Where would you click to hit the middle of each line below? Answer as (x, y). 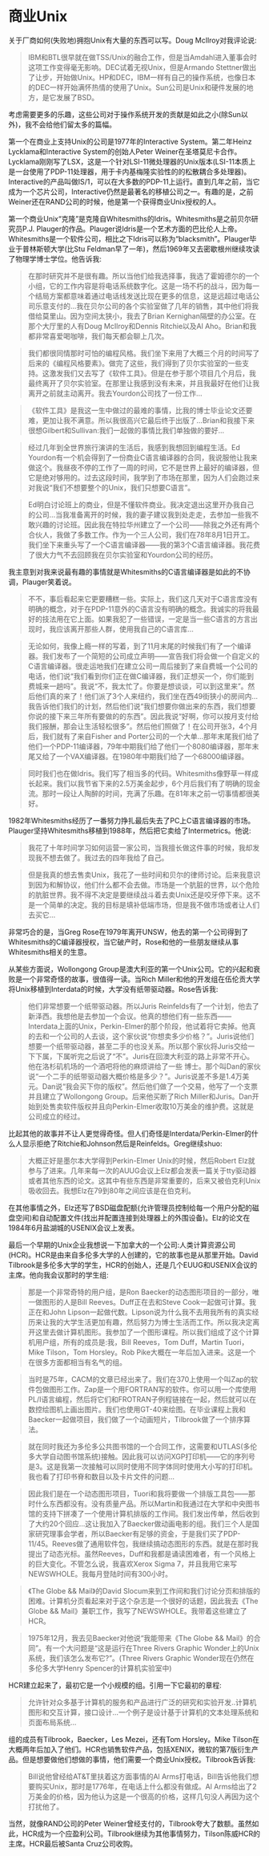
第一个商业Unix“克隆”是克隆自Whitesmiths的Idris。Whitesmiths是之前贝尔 (130, 218)
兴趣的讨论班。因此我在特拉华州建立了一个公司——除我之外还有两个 (147, 524)
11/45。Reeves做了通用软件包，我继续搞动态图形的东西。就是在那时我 (143, 1543)
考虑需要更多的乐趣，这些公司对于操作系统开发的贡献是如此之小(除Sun (125, 114)
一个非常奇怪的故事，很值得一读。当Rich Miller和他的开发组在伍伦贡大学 (141, 979)
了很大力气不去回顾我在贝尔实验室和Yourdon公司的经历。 (122, 554)
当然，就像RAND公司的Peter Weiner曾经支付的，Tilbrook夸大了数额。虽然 (130, 1823)
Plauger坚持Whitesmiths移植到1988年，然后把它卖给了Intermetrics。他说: (130, 831)
